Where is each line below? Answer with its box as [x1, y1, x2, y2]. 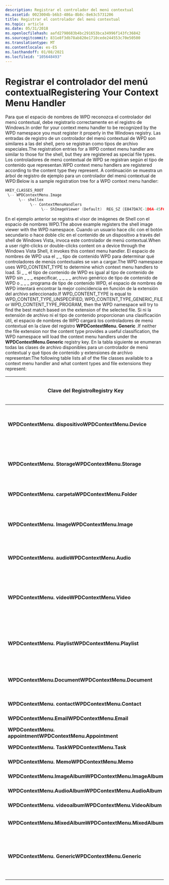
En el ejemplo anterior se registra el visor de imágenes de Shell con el [5, 216, 150, 222]
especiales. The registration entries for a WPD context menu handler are [5, 146, 154, 152]
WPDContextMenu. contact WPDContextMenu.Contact [8, 700, 142, 707]
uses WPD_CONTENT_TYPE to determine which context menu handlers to [5, 264, 158, 270]
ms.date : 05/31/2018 [5, 26, 49, 31]
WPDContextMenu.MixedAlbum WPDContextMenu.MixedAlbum [8, 819, 163, 826]
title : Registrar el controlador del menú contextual [5, 17, 121, 22]
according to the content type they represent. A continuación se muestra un [5, 167, 162, 174]
